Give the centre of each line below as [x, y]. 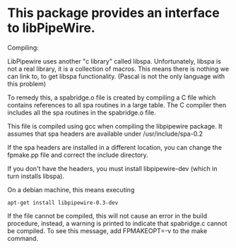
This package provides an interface [114, 13]
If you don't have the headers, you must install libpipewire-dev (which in [112, 168]
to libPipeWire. [51, 28]
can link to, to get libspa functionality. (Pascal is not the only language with [116, 76]
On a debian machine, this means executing [71, 189]
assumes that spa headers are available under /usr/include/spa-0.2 [105, 134]
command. [23, 238]
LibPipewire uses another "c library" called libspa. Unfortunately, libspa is [114, 61]
